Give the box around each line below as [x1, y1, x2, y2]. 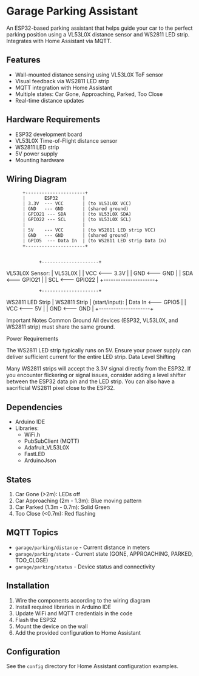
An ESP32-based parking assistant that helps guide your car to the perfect [6, 24, 193, 32]
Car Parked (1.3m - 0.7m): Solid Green [15, 504, 110, 511]
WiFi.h [24, 431, 41, 439]
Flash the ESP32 [15, 616, 56, 623]
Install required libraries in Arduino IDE [15, 603, 111, 610]
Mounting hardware [15, 156, 65, 163]
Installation [6, 581, 50, 591]
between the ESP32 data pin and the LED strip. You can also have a [6, 378, 175, 385]
